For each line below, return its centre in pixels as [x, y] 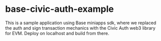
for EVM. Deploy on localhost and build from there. [57, 33]
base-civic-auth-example [60, 9]
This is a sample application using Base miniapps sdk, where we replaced [81, 23]
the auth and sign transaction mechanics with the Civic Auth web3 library [80, 28]
